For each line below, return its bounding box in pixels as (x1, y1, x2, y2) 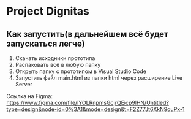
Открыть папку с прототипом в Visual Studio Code (15, 67, 147, 75)
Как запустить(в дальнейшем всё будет (6, 29, 168, 39)
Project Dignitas (6, 4, 90, 18)
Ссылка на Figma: (6, 93, 53, 99)
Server (15, 81, 32, 88)
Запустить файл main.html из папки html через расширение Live (15, 74, 182, 81)
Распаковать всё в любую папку (15, 61, 101, 68)
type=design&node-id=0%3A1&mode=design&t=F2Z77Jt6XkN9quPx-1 (6, 106, 185, 113)
